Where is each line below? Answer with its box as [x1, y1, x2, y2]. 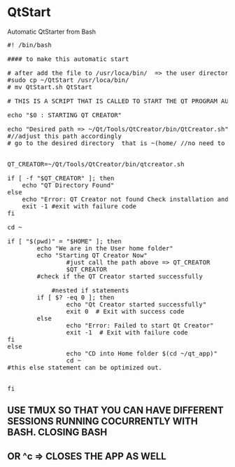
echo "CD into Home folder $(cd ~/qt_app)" [66, 349, 218, 358]
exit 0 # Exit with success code [66, 307, 185, 316]
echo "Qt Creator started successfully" [66, 300, 207, 309]
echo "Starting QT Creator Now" [36, 251, 148, 259]
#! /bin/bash [7, 41, 52, 49]
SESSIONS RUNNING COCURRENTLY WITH [7, 415, 198, 428]
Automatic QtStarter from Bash [7, 27, 97, 36]
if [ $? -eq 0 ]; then [36, 293, 115, 302]
